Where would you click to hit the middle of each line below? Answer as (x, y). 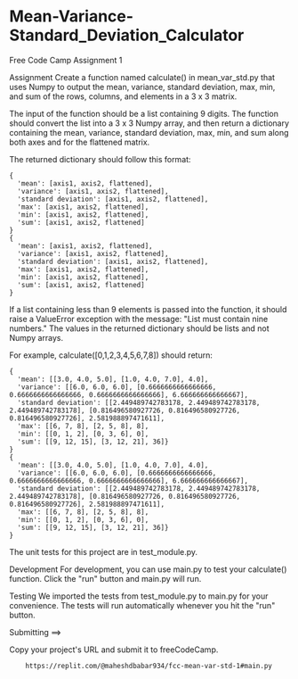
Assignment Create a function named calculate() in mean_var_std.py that (142, 77)
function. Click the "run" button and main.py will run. (105, 578)
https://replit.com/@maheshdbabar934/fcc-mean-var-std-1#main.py (149, 666)
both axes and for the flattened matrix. (80, 142)
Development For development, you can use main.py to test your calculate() (148, 569)
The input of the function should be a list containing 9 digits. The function (144, 113)
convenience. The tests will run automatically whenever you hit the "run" (142, 605)
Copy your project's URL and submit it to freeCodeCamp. (114, 650)
